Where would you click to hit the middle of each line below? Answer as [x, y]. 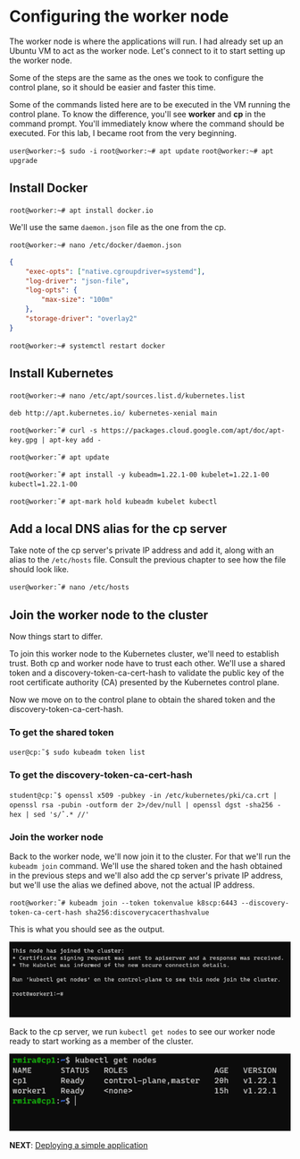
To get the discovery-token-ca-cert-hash [101, 775]
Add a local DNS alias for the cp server [118, 529]
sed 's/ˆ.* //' [61, 814]
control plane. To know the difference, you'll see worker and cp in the [137, 114]
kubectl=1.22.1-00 [43, 484]
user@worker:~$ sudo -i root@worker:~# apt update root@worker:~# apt [142, 151]
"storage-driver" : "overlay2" [82, 319]
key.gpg [24, 440]
